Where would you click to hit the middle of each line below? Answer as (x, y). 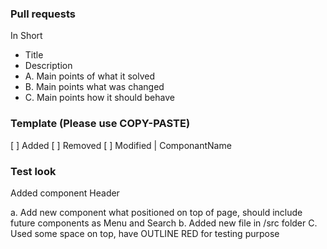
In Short (26, 36)
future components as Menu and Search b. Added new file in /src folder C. (164, 223)
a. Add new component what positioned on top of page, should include (156, 212)
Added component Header (65, 193)
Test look (33, 171)
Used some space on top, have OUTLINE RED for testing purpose (145, 233)
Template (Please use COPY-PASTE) (100, 124)
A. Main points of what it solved (90, 76)
